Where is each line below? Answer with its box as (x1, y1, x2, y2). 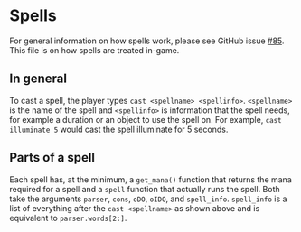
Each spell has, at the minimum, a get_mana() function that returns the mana (9, 173, 292, 185)
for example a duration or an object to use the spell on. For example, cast (9, 114, 282, 125)
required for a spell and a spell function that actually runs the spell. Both (9, 183, 280, 194)
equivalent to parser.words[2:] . (9, 212, 127, 223)
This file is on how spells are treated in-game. (9, 44, 180, 55)
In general (9, 71, 68, 87)
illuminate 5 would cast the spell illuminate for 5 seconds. (9, 124, 229, 135)
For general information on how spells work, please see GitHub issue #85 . (9, 35, 285, 46)
